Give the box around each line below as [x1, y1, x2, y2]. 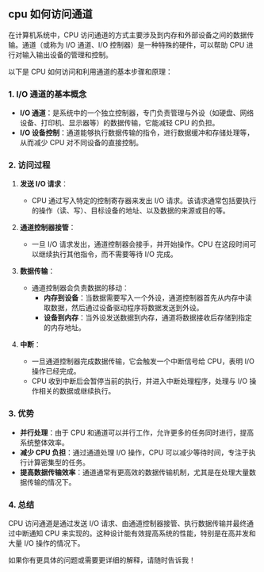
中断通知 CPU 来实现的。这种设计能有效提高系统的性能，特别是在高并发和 [14, 528, 256, 538]
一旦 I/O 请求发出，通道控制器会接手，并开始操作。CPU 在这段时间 [31, 240, 250, 249]
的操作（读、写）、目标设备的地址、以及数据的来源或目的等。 [31, 205, 230, 216]
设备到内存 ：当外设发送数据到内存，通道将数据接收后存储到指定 [43, 313, 252, 323]
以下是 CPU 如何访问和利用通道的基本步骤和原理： [8, 67, 173, 76]
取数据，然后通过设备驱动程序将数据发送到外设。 [43, 303, 204, 313]
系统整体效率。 [19, 437, 69, 447]
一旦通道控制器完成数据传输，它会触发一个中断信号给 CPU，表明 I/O [31, 356, 255, 367]
